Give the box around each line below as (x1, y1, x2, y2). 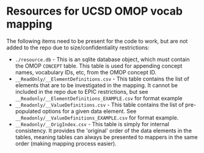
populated (15, 107, 42, 115)
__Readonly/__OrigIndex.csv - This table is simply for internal (15, 120, 170, 127)
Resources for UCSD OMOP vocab (6, 4, 183, 18)
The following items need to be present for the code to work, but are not (6, 37, 188, 44)
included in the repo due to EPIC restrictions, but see (15, 88, 148, 95)
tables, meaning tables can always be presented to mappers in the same (15, 133, 198, 141)
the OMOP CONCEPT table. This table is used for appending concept (15, 62, 183, 69)
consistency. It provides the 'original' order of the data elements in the (15, 127, 192, 134)
